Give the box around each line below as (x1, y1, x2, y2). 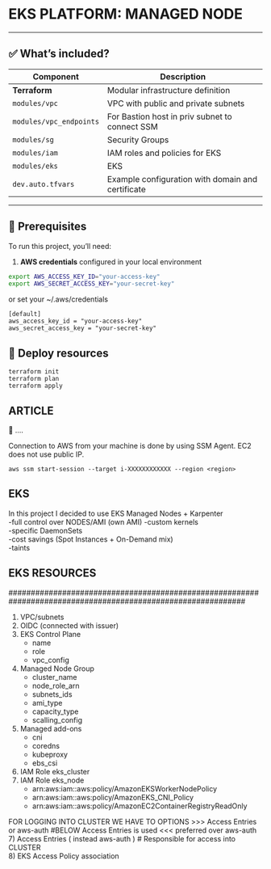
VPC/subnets (19, 612, 65, 622)
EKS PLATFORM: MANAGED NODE (8, 5, 244, 23)
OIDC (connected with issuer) (19, 620, 119, 631)
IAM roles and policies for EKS (106, 147, 222, 158)
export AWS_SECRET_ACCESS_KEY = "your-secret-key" (8, 280, 175, 288)
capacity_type (31, 707, 79, 716)
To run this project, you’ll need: (8, 241, 111, 251)
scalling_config (31, 715, 83, 724)
